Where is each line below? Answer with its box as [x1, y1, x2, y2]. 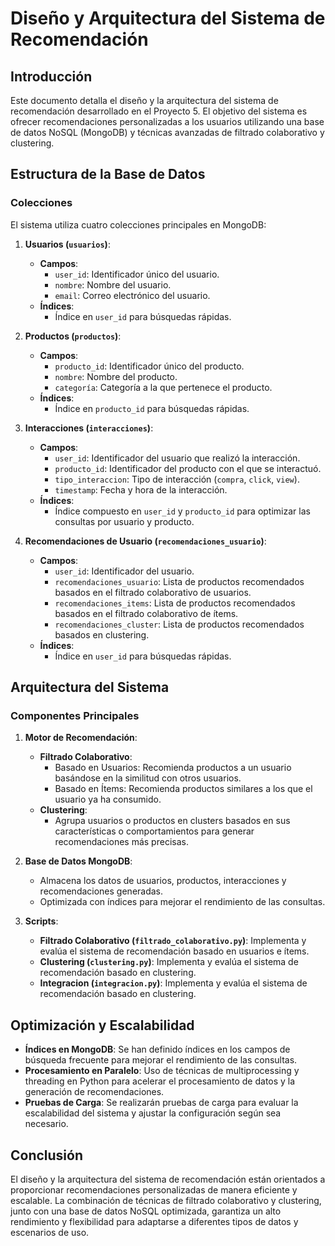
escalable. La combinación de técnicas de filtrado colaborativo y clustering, [10, 1195, 322, 1206]
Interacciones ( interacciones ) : [24, 422, 154, 434]
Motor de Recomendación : [24, 732, 138, 744]
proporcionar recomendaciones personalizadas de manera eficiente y [10, 1184, 298, 1196]
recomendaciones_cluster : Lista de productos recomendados [54, 618, 305, 630]
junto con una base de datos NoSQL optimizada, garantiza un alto [10, 1205, 282, 1217]
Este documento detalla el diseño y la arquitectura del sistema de [10, 95, 279, 106]
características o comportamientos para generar [54, 825, 255, 837]
